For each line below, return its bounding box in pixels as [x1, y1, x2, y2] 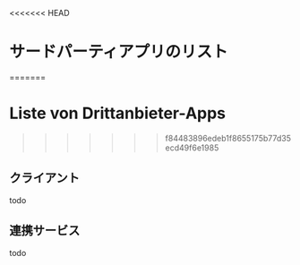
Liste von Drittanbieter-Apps [9, 103, 227, 124]
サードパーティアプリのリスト [9, 42, 228, 62]
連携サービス [9, 223, 81, 238]
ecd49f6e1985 [165, 142, 219, 153]
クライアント [9, 170, 81, 186]
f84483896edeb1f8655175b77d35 [165, 132, 291, 143]
